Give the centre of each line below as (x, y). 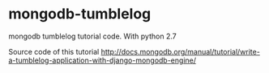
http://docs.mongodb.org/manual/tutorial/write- (181, 51)
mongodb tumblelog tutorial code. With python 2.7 (92, 36)
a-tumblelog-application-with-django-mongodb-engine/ (102, 60)
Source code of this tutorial (54, 51)
